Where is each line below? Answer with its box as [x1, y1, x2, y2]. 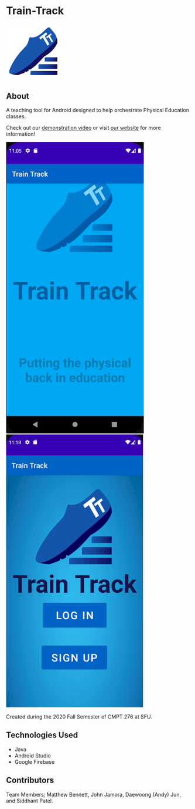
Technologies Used [6, 730, 78, 740]
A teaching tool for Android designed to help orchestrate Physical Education [6, 106, 189, 113]
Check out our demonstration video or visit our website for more [6, 124, 161, 131]
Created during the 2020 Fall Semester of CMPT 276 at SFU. [6, 713, 152, 720]
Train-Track [6, 4, 64, 18]
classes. [6, 113, 26, 120]
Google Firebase [14, 758, 55, 765]
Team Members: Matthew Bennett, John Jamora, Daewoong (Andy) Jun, [6, 791, 182, 798]
